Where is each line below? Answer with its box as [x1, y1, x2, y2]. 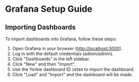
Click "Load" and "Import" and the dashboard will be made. [12, 72, 133, 77]
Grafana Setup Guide [5, 3, 93, 15]
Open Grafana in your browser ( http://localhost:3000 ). [12, 46, 123, 51]
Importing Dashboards [5, 23, 76, 31]
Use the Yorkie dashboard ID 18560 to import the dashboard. [12, 66, 135, 72]
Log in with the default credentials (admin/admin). [12, 51, 114, 56]
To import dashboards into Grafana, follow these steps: [5, 36, 117, 42]
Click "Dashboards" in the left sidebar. [12, 56, 90, 62]
